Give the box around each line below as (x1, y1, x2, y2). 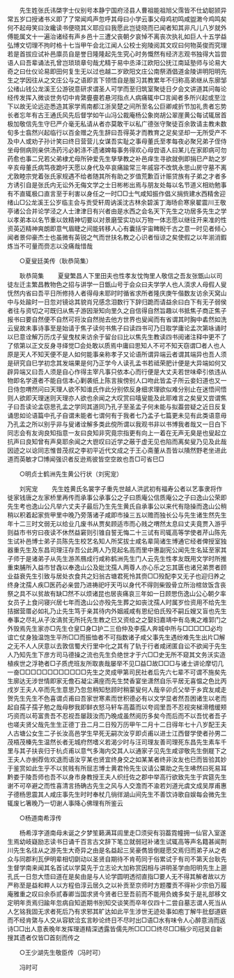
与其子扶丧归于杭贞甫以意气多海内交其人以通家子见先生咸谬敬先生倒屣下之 (13, 747, 227, 754)
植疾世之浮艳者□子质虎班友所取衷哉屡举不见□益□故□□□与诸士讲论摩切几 (7, 659, 224, 667)
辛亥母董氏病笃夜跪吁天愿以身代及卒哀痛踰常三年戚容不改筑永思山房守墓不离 (7, 163, 227, 171)
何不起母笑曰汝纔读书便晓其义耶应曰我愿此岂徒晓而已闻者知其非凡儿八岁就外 (7, 24, 227, 31)
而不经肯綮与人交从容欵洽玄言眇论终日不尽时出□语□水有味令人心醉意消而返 (7, 916, 226, 924)
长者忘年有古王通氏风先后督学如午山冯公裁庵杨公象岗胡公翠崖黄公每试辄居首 (7, 111, 227, 119)
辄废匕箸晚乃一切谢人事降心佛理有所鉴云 (7, 799, 123, 807)
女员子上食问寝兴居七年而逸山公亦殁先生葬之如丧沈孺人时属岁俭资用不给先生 (7, 598, 227, 606)
